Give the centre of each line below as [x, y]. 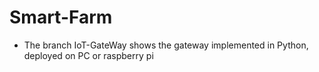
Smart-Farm [61, 17]
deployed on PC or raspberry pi [88, 55]
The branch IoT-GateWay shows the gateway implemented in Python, [166, 45]
